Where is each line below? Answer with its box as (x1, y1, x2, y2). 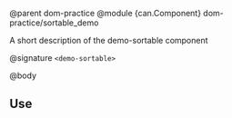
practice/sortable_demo (9, 17, 99, 28)
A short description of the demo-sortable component (9, 35, 208, 45)
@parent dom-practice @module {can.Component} (9, 8, 202, 18)
